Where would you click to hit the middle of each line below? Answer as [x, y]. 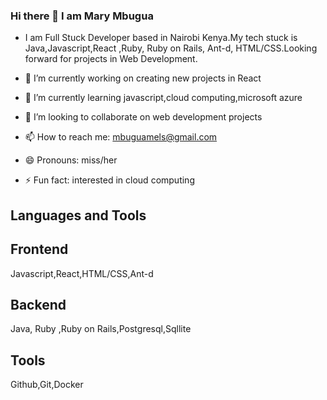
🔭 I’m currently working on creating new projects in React [143, 78]
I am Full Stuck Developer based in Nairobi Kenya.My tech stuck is [161, 38]
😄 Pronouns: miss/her [71, 160]
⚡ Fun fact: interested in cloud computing [109, 180]
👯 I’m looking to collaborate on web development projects [143, 117]
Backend [38, 304]
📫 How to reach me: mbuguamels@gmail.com [121, 137]
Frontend [39, 249]
